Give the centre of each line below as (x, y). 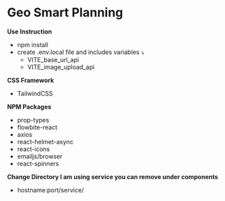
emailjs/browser (40, 156)
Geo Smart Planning (65, 13)
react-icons (33, 149)
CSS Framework (31, 80)
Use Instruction (30, 31)
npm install (33, 44)
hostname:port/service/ (50, 190)
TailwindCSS (35, 93)
